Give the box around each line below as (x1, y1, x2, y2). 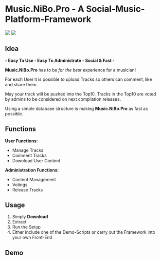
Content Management (12, 176, 56, 182)
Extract (12, 219, 27, 225)
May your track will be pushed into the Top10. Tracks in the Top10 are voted (5, 91, 157, 97)
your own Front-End (12, 235, 53, 241)
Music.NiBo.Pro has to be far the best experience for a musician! (5, 67, 136, 73)
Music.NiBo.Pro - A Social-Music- (5, 3, 145, 15)
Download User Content (12, 157, 61, 164)
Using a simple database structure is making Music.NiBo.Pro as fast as (5, 106, 148, 111)
